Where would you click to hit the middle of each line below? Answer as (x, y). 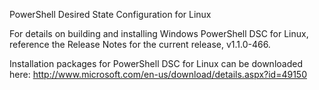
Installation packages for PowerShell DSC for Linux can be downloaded (156, 63)
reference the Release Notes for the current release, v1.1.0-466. (140, 44)
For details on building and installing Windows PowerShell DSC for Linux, (159, 33)
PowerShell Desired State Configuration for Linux (110, 14)
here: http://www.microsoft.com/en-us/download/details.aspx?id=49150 (158, 74)
